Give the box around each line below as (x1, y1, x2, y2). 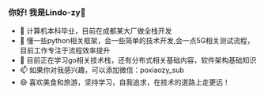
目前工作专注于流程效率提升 (19, 45, 111, 56)
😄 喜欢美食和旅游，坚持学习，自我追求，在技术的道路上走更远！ (19, 78, 231, 87)
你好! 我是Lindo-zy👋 (8, 6, 86, 17)
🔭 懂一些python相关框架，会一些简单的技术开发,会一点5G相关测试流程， (19, 36, 255, 45)
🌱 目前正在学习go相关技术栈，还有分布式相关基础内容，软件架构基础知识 (19, 56, 257, 65)
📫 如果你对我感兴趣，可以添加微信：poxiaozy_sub (19, 65, 184, 75)
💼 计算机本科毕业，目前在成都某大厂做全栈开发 (19, 26, 172, 36)
